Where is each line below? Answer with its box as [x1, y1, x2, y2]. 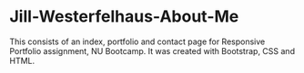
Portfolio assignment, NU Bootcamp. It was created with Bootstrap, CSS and [9, 45, 296, 56]
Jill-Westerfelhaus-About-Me [9, 6, 239, 27]
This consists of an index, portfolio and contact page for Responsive [9, 36, 266, 47]
